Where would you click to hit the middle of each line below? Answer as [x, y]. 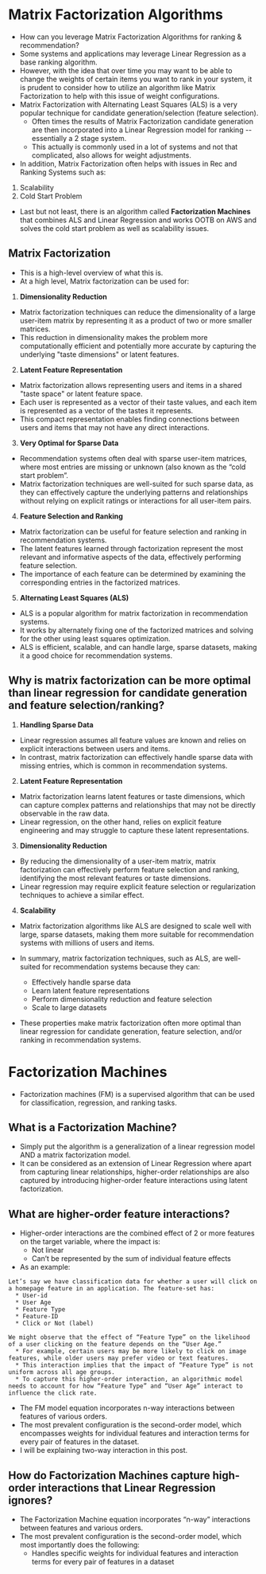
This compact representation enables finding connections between [129, 419]
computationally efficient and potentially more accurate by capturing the [138, 346]
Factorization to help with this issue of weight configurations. [120, 96]
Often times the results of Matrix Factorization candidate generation [143, 121]
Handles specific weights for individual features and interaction [135, 1553]
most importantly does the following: [80, 1545]
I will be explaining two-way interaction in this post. [104, 1451]
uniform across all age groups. [62, 1372]
